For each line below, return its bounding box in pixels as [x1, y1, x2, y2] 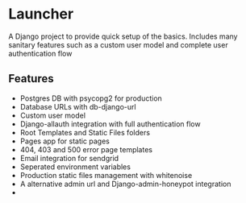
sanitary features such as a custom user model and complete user [8, 39, 228, 49]
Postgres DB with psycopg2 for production [19, 93, 163, 103]
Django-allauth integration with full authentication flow [19, 118, 201, 129]
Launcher [8, 5, 74, 23]
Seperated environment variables [19, 162, 131, 172]
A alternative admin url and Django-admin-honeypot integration [19, 179, 231, 188]
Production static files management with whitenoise [19, 170, 193, 180]
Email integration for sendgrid [19, 153, 119, 163]
